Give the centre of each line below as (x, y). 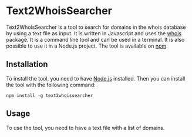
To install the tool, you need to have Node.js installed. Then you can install (96, 78)
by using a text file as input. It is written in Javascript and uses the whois (94, 33)
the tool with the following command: (51, 85)
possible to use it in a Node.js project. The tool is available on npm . (87, 46)
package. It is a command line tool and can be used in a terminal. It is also (95, 39)
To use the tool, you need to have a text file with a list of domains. (85, 128)
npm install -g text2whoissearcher (50, 95)
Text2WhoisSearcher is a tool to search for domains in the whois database (96, 27)
